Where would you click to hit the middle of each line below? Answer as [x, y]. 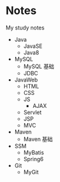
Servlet [32, 112]
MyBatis [34, 152]
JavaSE [33, 46]
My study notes [25, 28]
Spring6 [33, 159]
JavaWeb [26, 80]
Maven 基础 [38, 139]
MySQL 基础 [39, 66]
